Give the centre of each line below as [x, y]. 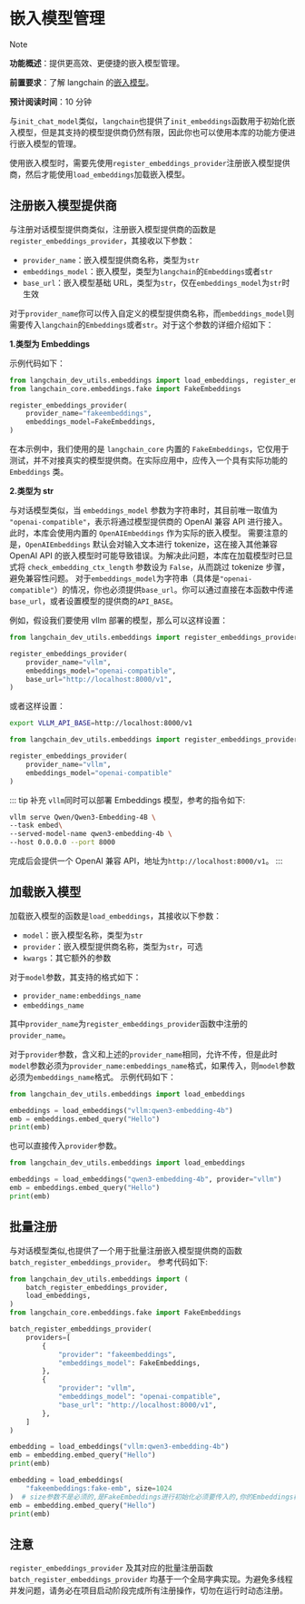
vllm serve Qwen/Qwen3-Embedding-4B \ [83, 817]
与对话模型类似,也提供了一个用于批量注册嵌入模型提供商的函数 [126, 1250]
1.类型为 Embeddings [50, 344]
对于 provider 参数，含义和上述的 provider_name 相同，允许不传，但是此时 [144, 1054]
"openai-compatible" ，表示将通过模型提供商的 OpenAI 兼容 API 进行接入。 [148, 522]
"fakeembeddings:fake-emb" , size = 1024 [99, 1488]
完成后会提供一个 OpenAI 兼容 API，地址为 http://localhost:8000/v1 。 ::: [146, 861]
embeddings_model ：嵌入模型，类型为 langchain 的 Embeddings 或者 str [148, 271]
